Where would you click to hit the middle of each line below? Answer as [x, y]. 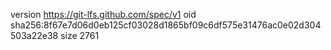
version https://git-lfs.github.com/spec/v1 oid [103, 14]
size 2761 [80, 35]
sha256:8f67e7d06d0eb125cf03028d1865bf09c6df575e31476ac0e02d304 [166, 25]
